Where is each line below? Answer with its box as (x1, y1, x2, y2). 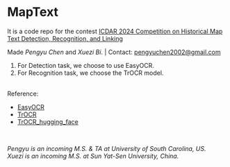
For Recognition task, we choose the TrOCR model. (17, 69, 164, 77)
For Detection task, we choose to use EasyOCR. (17, 61, 155, 69)
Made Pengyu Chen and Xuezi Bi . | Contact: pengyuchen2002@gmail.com (7, 48, 221, 56)
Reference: (7, 89, 39, 98)
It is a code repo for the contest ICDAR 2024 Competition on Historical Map (7, 27, 223, 35)
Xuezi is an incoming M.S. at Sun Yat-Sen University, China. (7, 152, 179, 160)
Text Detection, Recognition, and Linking (7, 34, 124, 42)
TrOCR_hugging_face (17, 117, 79, 125)
